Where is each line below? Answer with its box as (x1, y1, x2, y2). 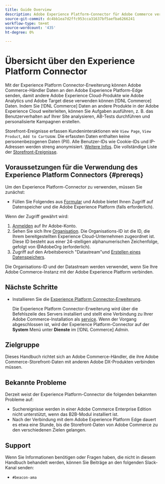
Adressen (5, 143, 25, 150)
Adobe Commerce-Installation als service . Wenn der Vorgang (12, 316, 137, 322)
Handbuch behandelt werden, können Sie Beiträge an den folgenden (5, 459, 144, 465)
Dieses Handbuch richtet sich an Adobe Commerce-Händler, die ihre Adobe (5, 354, 159, 360)
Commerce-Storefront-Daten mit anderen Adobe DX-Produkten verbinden (5, 359, 155, 365)
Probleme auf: (5, 397, 34, 403)
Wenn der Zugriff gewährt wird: (5, 213, 69, 219)
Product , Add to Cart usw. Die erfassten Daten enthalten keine (5, 133, 130, 139)
